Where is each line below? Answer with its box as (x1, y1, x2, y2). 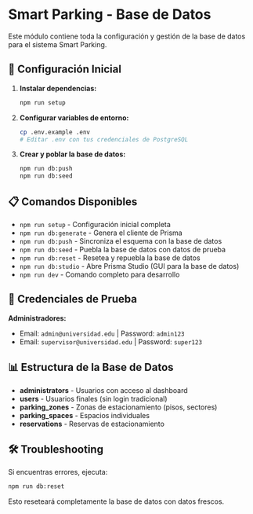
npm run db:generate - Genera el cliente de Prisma (19, 228, 183, 237)
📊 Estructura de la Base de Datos (8, 361, 174, 374)
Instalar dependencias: (19, 83, 97, 93)
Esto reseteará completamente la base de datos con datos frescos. (8, 497, 225, 506)
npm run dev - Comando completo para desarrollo (19, 270, 180, 279)
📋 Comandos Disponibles (8, 195, 138, 208)
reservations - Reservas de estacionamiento (19, 419, 164, 428)
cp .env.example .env (19, 128, 90, 136)
